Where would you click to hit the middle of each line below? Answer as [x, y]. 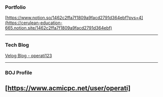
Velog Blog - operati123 [29, 55]
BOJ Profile [19, 72]
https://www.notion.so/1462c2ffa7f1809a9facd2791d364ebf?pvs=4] [75, 18]
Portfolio [16, 7]
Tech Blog [17, 45]
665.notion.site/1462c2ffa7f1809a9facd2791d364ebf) [59, 28]
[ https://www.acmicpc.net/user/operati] [68, 88]
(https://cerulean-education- [34, 23]
